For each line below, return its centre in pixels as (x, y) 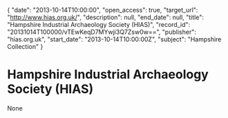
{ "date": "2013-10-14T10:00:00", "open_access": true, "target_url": (103, 10)
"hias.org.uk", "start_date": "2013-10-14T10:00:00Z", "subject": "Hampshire (114, 39)
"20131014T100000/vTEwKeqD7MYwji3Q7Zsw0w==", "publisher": (102, 32)
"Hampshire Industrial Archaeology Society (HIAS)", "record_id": (99, 24)
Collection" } (25, 47)
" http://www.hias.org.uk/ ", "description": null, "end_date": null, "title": (105, 17)
